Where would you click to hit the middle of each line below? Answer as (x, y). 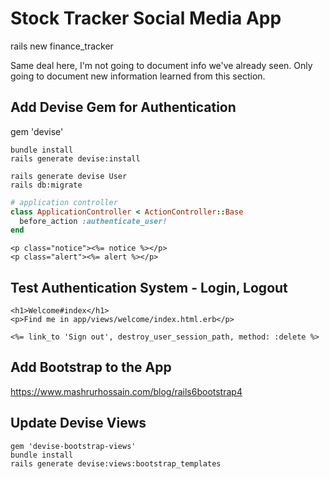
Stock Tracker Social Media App (146, 18)
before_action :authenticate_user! (93, 221)
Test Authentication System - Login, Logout (149, 287)
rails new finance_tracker (62, 46)
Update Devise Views (78, 423)
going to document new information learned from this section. (138, 76)
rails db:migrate (46, 185)
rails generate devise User (69, 176)
